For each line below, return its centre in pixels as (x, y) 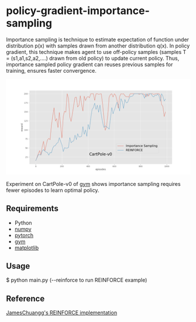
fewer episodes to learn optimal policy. (53, 190)
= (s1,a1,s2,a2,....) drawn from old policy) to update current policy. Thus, (93, 58)
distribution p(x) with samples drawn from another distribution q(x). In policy (98, 46)
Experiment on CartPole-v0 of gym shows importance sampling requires (93, 184)
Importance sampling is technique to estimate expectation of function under (97, 39)
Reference (25, 298)
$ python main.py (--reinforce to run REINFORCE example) (77, 280)
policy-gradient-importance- (78, 11)
